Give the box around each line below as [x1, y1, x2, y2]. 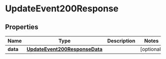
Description [107, 38, 136, 44]
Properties [5, 23, 39, 31]
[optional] [140, 46, 163, 53]
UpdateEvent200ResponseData [26, 46, 103, 53]
